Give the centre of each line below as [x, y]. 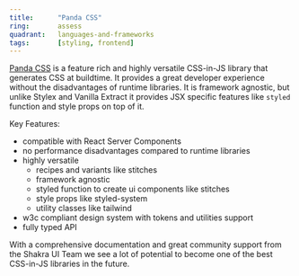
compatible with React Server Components [102, 141]
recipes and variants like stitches [97, 170]
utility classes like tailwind [84, 209]
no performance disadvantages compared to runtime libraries [136, 151]
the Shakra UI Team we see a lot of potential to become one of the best [141, 254]
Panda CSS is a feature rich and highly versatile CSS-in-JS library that [139, 68]
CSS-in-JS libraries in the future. [70, 264]
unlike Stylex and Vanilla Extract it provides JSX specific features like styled [150, 97]
